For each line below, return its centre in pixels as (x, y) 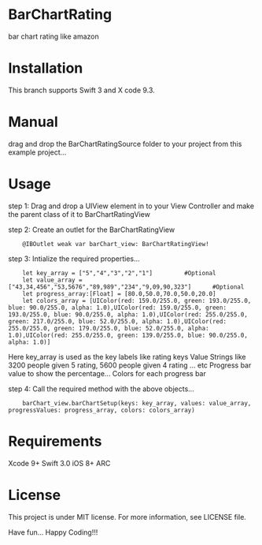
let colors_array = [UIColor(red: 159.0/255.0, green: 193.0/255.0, (137, 300)
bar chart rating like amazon (54, 36)
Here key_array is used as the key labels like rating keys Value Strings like (127, 356)
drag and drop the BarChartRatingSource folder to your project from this (125, 144)
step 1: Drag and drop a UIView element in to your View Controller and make (131, 206)
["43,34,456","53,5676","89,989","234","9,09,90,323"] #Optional (126, 287)
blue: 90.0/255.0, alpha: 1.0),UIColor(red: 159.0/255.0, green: (117, 308)
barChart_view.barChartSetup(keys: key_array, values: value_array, (137, 403)
